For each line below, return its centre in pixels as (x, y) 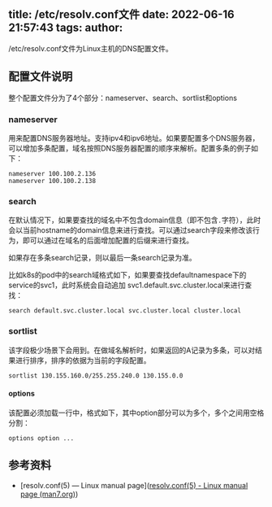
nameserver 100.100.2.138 (52, 181)
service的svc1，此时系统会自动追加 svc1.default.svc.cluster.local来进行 (127, 285)
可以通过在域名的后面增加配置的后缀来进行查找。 (111, 240)
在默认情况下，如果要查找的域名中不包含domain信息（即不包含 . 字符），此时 (135, 220)
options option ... (41, 438)
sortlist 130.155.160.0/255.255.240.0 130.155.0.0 (96, 376)
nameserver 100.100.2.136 (52, 173)
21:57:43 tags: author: (66, 28)
